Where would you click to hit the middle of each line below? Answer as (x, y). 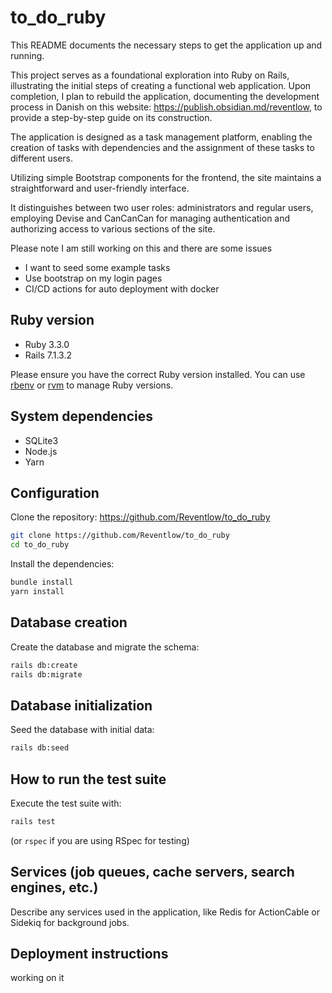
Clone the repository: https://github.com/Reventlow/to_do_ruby (140, 517)
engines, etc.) (54, 887)
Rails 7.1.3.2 (48, 355)
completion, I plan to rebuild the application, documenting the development (165, 96)
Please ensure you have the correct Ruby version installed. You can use (158, 374)
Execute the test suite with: (66, 803)
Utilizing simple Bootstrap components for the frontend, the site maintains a (166, 177)
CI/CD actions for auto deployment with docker (122, 288)
